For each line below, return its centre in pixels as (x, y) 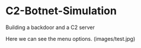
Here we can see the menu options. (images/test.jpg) (70, 39)
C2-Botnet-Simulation (61, 11)
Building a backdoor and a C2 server (50, 27)
